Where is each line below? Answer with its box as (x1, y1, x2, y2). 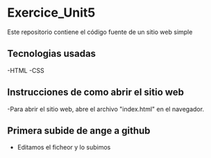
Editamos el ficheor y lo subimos (17, 143, 111, 152)
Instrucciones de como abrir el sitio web (7, 87, 185, 98)
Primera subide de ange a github (7, 125, 151, 137)
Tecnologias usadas (7, 48, 96, 60)
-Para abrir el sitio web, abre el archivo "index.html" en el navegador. (7, 105, 205, 113)
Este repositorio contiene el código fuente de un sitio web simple (7, 28, 193, 36)
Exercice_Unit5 (7, 5, 96, 21)
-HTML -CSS (7, 66, 45, 74)
